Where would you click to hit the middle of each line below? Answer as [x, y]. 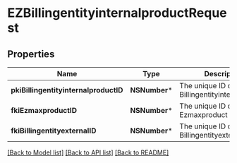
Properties [31, 54]
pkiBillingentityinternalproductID [67, 90]
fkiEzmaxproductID [44, 110]
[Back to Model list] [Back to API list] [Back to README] [88, 152]
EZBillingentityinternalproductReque [117, 13]
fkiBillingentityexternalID [54, 131]
